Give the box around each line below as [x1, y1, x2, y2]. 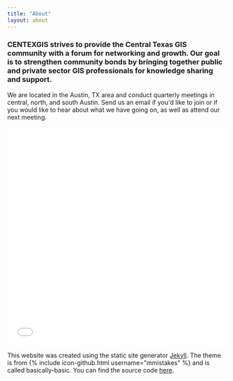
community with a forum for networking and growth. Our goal [7, 48, 220, 58]
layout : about [7, 17, 49, 24]
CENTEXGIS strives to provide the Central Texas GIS [7, 40, 187, 50]
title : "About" [7, 10, 52, 17]
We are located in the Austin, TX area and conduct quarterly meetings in [7, 90, 215, 99]
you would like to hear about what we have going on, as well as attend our [7, 106, 220, 114]
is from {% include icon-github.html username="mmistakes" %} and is [7, 358, 210, 367]
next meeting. [7, 113, 47, 121]
